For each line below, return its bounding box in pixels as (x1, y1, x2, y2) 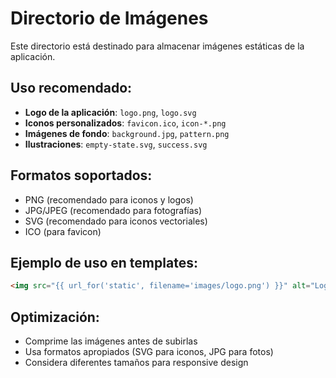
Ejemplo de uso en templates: (10, 254, 198, 271)
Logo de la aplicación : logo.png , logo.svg (24, 106, 197, 118)
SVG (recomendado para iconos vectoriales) (24, 215, 208, 227)
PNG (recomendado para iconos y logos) (24, 193, 194, 206)
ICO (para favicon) (24, 225, 102, 237)
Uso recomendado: (10, 80, 133, 97)
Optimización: (10, 308, 100, 326)
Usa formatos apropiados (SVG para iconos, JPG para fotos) (24, 346, 274, 358)
